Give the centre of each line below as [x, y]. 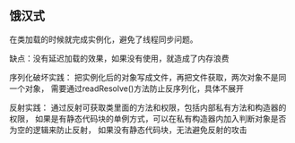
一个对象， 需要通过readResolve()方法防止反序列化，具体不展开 [126, 88]
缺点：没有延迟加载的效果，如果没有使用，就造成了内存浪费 [119, 58]
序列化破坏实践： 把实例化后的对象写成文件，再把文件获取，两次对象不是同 [148, 77]
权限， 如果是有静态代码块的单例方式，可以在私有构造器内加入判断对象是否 [148, 118]
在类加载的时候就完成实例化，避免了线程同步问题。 [104, 39]
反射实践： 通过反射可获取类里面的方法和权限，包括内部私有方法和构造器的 [148, 107]
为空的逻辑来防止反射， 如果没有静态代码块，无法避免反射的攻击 [128, 130]
